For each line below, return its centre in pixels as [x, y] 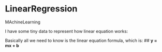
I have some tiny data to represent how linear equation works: [66, 31]
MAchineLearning [23, 22]
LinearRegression [41, 9]
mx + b [12, 45]
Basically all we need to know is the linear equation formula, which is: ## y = [81, 40]
